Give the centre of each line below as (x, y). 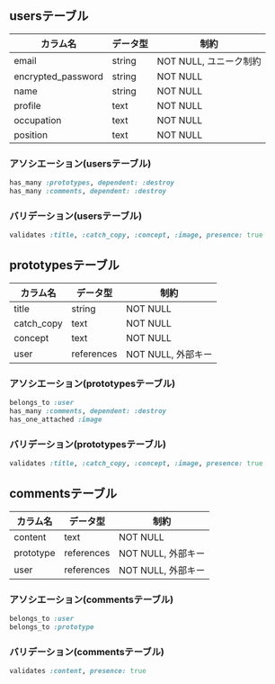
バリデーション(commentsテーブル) (87, 652)
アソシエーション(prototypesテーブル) (93, 383)
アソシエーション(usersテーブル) (80, 163)
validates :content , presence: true (78, 671)
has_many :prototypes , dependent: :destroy (92, 183)
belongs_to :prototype (52, 627)
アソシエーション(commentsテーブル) (91, 599)
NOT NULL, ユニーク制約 (209, 61)
